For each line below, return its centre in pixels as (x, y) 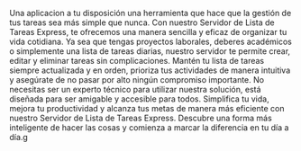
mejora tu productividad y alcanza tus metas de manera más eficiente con (147, 108)
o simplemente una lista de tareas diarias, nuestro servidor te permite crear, (150, 51)
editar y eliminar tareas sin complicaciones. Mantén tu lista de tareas (137, 61)
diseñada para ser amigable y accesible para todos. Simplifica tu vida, (139, 99)
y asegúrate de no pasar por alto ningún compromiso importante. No (137, 80)
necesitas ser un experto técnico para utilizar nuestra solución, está (135, 89)
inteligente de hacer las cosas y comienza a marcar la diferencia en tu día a (149, 128)
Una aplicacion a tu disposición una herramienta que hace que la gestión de (150, 13)
